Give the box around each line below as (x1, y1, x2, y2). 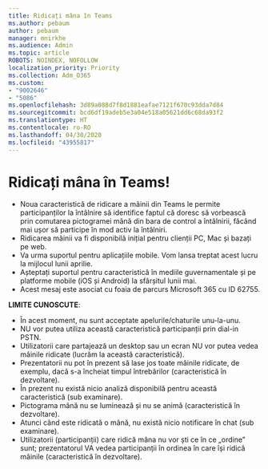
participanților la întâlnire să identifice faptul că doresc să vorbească (19, 208, 246, 217)
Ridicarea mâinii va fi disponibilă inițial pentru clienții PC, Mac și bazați (19, 233, 252, 243)
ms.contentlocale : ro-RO (8, 123, 91, 131)
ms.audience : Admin (8, 42, 74, 50)
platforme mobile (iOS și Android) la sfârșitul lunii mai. (19, 276, 198, 285)
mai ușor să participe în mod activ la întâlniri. (19, 225, 168, 235)
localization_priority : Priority (8, 64, 120, 72)
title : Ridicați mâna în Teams (8, 11, 113, 20)
